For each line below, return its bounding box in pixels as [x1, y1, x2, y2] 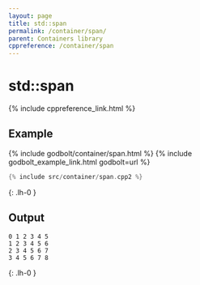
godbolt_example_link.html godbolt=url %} [8, 157, 151, 167]
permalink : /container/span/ [8, 27, 107, 35]
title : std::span [8, 19, 67, 28]
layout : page [8, 11, 53, 20]
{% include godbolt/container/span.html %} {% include [8, 148, 193, 158]
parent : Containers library [8, 34, 104, 43]
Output [8, 211, 45, 225]
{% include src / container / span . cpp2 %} [8, 172, 143, 181]
